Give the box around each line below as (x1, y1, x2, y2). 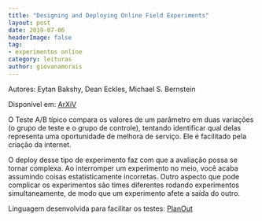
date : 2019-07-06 (8, 26, 65, 34)
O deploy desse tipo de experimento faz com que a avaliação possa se (8, 155, 238, 164)
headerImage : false (8, 33, 72, 42)
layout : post (8, 19, 51, 27)
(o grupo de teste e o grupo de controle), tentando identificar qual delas (8, 123, 242, 132)
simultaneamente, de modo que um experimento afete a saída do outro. (8, 188, 241, 197)
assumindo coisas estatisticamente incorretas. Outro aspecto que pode (8, 171, 240, 181)
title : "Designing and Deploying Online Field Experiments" (8, 11, 210, 20)
